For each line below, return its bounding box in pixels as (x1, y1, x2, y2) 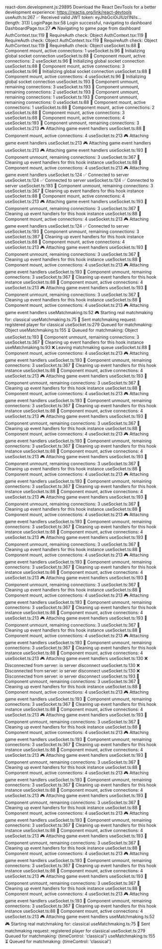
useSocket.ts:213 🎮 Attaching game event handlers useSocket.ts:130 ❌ (5, 655, 148, 661)
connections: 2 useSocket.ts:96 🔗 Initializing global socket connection (5, 58, 145, 64)
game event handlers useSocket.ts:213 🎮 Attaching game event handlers (5, 140, 151, 146)
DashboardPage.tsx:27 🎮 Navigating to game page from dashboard (5, 25, 141, 31)
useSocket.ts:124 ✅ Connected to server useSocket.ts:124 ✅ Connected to (5, 177, 154, 183)
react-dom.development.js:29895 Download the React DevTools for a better (5, 4, 156, 10)
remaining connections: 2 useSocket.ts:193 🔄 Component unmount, (5, 89, 139, 95)
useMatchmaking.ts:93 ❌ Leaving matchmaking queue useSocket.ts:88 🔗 (5, 345, 151, 350)
